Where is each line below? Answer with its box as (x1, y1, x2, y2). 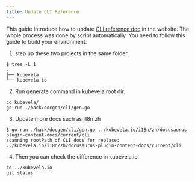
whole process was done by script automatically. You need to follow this (6, 31, 185, 39)
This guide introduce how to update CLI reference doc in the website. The (6, 25, 190, 32)
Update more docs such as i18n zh (14, 115, 101, 122)
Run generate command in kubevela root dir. (14, 88, 125, 95)
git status (6, 169, 34, 176)
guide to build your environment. (6, 38, 87, 45)
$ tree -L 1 (6, 61, 36, 67)
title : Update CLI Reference (6, 8, 79, 15)
